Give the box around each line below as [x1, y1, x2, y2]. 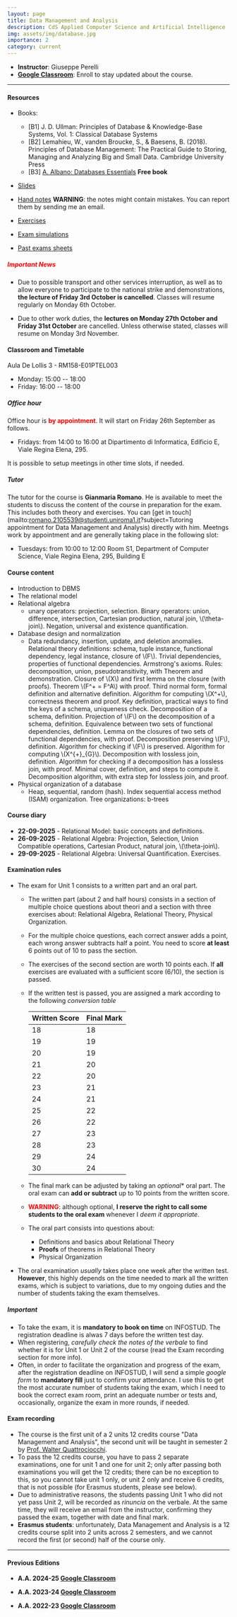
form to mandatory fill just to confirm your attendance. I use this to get [17, 1375, 224, 1384]
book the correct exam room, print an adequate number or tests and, [17, 1390, 217, 1399]
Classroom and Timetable [7, 345, 85, 354]
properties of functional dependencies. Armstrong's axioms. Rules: [28, 659, 224, 668]
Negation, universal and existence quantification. [46, 621, 188, 630]
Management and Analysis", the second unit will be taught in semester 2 [17, 1438, 228, 1446]
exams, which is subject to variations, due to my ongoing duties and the [17, 1281, 226, 1290]
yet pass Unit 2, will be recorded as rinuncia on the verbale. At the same [17, 1498, 228, 1507]
